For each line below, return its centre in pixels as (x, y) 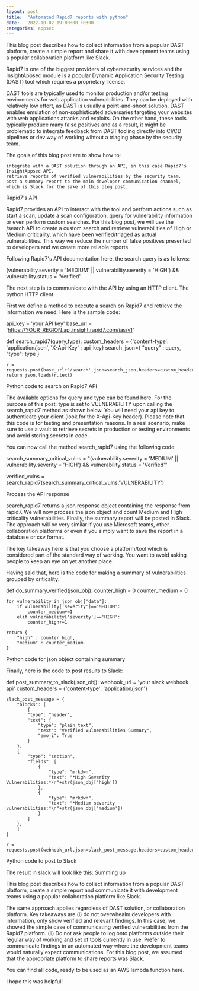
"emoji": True (55, 736)
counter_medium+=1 (50, 612)
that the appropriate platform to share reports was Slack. (75, 958)
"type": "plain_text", (66, 725)
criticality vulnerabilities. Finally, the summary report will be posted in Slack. (99, 518)
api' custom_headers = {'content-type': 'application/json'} (77, 688)
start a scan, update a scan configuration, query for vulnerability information (99, 216)
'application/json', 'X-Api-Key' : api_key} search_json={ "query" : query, (94, 348)
